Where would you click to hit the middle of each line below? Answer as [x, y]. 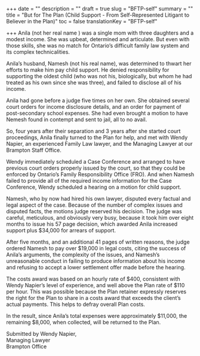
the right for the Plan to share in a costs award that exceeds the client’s [93, 298]
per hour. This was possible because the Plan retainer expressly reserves [96, 291]
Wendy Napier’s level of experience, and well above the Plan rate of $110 [96, 285]
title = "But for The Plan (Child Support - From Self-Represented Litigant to [98, 15]
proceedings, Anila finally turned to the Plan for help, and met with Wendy [97, 137]
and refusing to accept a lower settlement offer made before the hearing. [96, 267]
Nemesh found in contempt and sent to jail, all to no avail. [77, 119]
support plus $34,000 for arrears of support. [61, 230]
